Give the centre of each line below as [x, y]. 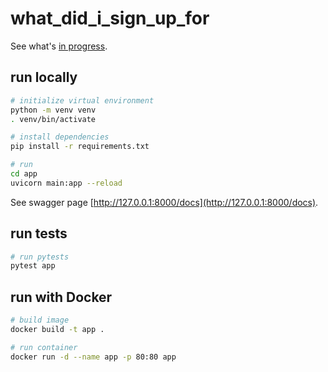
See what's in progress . [59, 46]
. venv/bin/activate [53, 119]
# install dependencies [60, 137]
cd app [24, 174]
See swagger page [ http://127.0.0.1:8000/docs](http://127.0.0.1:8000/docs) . [164, 202]
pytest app [33, 266]
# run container [44, 347]
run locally [44, 77]
